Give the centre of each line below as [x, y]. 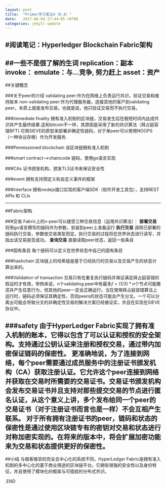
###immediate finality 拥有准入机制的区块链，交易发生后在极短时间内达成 [80, 119]
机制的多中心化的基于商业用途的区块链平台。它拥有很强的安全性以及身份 [79, 465]
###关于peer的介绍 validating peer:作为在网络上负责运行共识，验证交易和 [80, 96]
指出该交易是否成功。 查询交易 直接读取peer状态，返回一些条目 [70, 240]
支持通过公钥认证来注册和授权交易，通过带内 [86, 344]
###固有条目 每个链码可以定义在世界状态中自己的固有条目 [64, 251]
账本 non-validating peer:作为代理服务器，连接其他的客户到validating [79, 102]
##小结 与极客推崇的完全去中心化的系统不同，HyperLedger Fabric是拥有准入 [83, 459]
